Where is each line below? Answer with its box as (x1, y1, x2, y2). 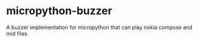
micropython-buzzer (6, 4, 113, 18)
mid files (6, 30, 28, 37)
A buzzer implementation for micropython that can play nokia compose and (6, 24, 193, 31)
